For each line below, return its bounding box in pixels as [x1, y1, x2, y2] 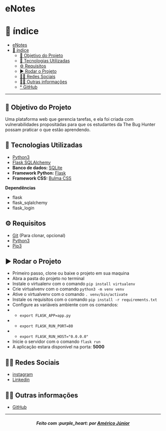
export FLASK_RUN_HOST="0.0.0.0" [19, 335, 89, 339]
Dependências [5, 185, 36, 191]
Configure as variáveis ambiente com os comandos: [12, 302, 119, 308]
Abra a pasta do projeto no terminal [12, 276, 85, 282]
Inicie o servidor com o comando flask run [12, 338, 101, 344]
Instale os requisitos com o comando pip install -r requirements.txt [12, 296, 157, 302]
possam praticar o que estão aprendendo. [5, 127, 91, 133]
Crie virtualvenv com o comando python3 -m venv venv [12, 286, 124, 292]
